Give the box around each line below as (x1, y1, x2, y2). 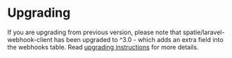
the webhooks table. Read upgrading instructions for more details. (7, 43, 199, 51)
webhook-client (7, 35, 53, 43)
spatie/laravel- (182, 28, 225, 36)
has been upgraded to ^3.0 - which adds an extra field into (53, 35, 224, 43)
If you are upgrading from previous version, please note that (7, 28, 181, 36)
